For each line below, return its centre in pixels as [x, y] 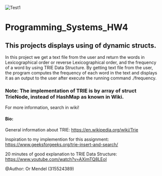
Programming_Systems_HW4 [67, 27]
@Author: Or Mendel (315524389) [40, 169]
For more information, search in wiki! [42, 107]
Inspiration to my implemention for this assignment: [57, 139]
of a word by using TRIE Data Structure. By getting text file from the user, [79, 68]
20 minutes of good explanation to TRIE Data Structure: [61, 154]
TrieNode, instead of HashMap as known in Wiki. [65, 97]
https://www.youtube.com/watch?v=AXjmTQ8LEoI [56, 159]
